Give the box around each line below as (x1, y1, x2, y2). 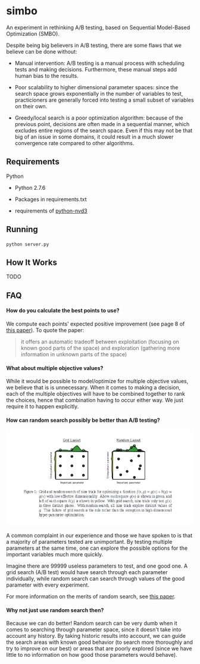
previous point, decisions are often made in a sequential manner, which (14, 120, 190, 127)
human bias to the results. (14, 72, 79, 79)
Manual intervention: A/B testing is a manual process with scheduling (14, 59, 185, 67)
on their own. (14, 102, 48, 109)
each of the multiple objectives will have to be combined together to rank (6, 390, 186, 397)
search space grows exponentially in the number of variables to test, (14, 90, 183, 97)
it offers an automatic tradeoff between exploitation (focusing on (20, 338, 180, 345)
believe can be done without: (6, 48, 77, 55)
